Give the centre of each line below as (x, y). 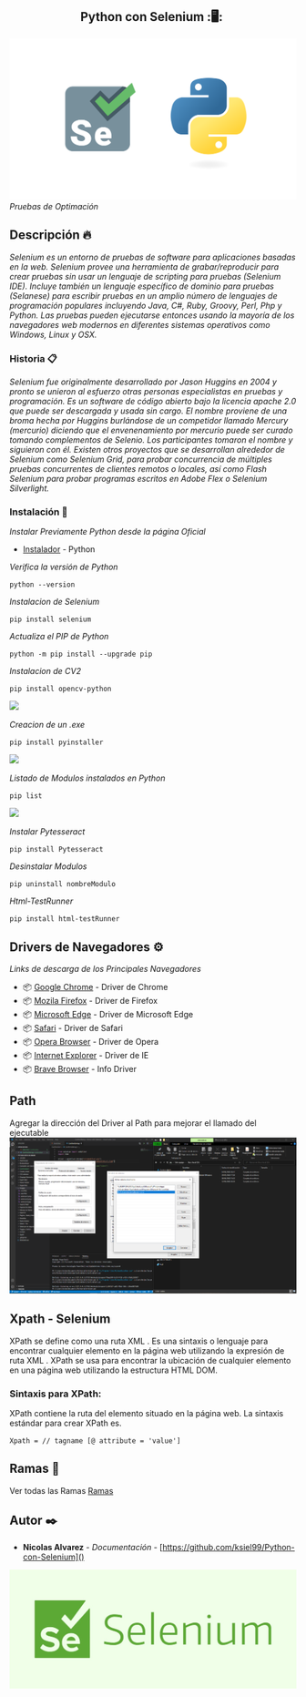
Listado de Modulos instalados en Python (87, 778)
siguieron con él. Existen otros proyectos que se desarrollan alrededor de (147, 449)
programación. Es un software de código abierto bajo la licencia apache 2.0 (153, 401)
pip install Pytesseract (56, 850)
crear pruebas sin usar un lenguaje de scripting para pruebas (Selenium (145, 276)
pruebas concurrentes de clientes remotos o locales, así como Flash (138, 468)
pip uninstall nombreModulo (63, 884)
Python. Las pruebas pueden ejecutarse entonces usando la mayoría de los (152, 315)
